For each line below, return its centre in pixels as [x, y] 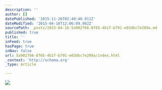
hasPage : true [20, 46]
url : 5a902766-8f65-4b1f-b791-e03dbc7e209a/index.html [63, 55]
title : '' [15, 37]
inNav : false [18, 51]
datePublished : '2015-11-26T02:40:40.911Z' [50, 19]
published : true [22, 32]
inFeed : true [18, 42]
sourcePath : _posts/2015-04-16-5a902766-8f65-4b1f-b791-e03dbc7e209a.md [81, 28]
